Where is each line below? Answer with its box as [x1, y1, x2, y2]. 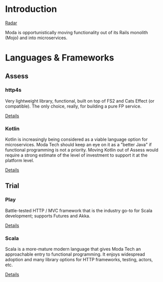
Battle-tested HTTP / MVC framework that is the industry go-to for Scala [5, 207, 153, 214]
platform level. [5, 158, 35, 164]
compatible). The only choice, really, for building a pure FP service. [5, 103, 142, 109]
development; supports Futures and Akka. [5, 213, 90, 219]
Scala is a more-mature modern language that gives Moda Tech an [5, 246, 141, 252]
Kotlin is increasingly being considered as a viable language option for [5, 136, 148, 142]
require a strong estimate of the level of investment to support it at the [5, 152, 148, 158]
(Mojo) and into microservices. [5, 35, 68, 41]
